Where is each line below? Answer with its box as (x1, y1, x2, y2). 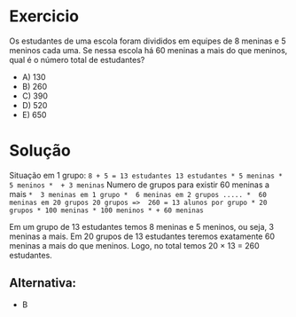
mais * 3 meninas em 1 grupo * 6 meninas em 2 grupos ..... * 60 (9, 188, 268, 199)
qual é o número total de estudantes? (9, 54, 145, 65)
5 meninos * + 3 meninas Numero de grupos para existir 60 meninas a (9, 179, 270, 190)
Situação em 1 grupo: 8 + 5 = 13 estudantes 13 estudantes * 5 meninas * (9, 170, 284, 180)
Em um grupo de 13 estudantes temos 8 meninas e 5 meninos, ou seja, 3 (9, 221, 275, 232)
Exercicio (9, 6, 80, 27)
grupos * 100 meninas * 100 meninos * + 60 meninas (9, 206, 204, 215)
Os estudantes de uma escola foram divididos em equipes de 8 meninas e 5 (9, 36, 286, 46)
